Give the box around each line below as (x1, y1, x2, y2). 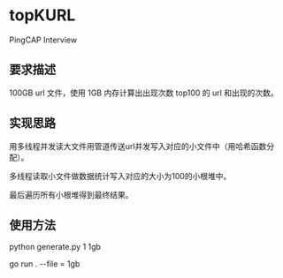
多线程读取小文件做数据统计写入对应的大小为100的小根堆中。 (9, 170, 232, 181)
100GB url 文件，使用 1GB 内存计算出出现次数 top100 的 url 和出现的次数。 (9, 87, 279, 98)
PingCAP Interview (9, 34, 78, 45)
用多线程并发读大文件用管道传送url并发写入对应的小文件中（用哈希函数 (9, 140, 267, 151)
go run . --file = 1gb (9, 259, 80, 269)
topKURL (9, 5, 76, 26)
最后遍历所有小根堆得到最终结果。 (9, 189, 134, 199)
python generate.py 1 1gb (9, 242, 102, 252)
